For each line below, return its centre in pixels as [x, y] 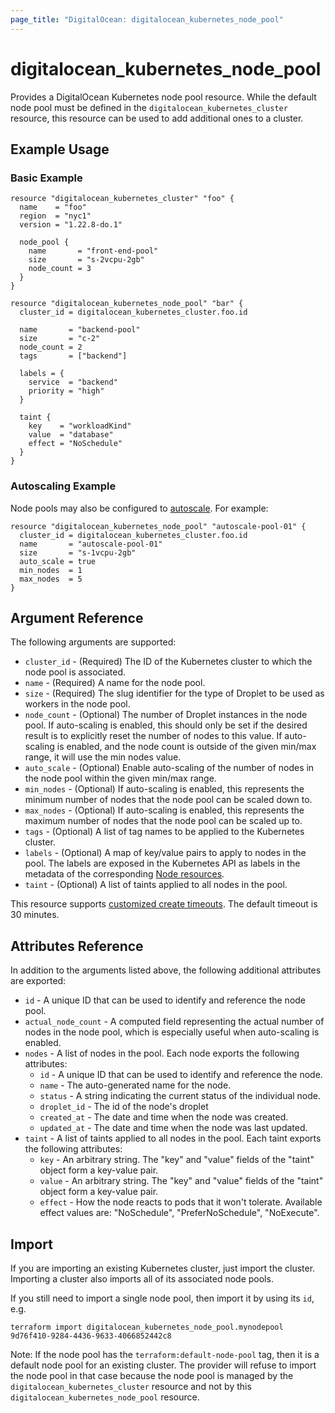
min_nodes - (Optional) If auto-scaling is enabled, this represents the [164, 789]
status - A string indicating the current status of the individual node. [180, 1096]
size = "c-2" [60, 339]
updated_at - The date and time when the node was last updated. [173, 1128]
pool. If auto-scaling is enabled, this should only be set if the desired [166, 725]
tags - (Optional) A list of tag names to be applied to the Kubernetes [164, 832]
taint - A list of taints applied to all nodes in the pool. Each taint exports [173, 1138]
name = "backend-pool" [80, 330]
